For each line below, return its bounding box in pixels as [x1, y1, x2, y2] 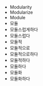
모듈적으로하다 [9, 51, 38, 57]
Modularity [9, 4, 32, 10]
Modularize [9, 9, 33, 15]
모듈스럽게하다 [9, 27, 38, 32]
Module [9, 15, 26, 20]
